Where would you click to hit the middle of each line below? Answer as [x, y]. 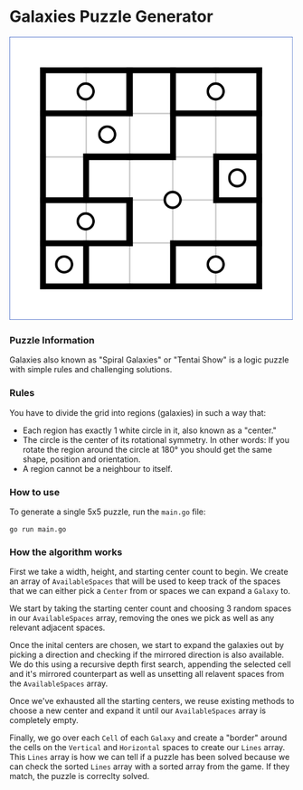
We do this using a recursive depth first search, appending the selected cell [150, 664]
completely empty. [44, 720]
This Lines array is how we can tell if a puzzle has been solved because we [150, 757]
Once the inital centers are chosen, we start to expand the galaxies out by [147, 645]
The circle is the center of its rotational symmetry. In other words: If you [156, 439]
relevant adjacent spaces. [57, 628]
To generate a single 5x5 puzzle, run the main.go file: [108, 512]
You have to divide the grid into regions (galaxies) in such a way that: [138, 412]
